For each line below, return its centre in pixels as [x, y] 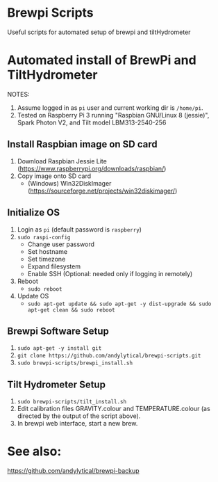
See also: [34, 452]
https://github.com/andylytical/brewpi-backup [74, 471]
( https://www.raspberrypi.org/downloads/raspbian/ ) [92, 168]
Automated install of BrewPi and [102, 60]
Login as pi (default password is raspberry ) [79, 229]
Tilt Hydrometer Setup [57, 384]
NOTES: [18, 94]
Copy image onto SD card [54, 176]
